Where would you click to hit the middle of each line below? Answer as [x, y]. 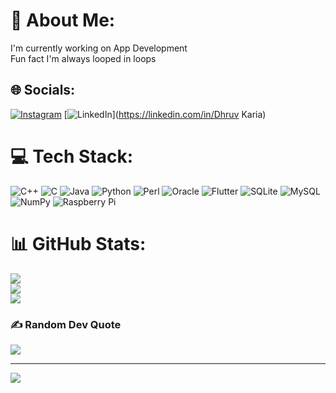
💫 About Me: [63, 20]
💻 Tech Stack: [72, 156]
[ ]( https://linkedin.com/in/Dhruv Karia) [165, 114]
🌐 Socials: [43, 90]
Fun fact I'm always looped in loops [83, 58]
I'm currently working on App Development [99, 48]
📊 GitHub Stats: [78, 243]
